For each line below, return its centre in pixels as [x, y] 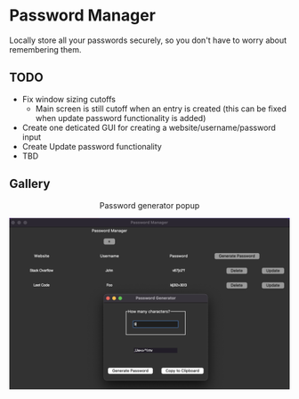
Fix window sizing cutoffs [69, 99]
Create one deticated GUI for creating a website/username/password [149, 127]
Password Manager [82, 16]
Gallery [30, 184]
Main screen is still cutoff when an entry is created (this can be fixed [161, 109]
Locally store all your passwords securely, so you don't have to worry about [148, 40]
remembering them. [45, 49]
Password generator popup [149, 205]
